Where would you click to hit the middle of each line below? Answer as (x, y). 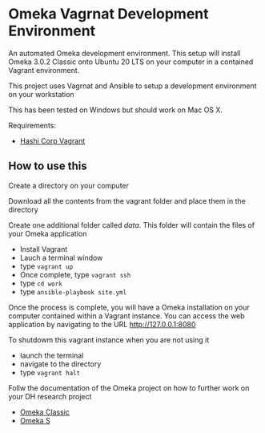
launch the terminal (52, 355)
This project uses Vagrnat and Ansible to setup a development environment (132, 86)
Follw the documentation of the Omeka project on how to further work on (129, 388)
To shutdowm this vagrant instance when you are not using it (109, 340)
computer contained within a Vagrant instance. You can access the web (127, 316)
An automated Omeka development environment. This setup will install (124, 53)
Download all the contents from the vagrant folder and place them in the (127, 200)
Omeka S (35, 420)
